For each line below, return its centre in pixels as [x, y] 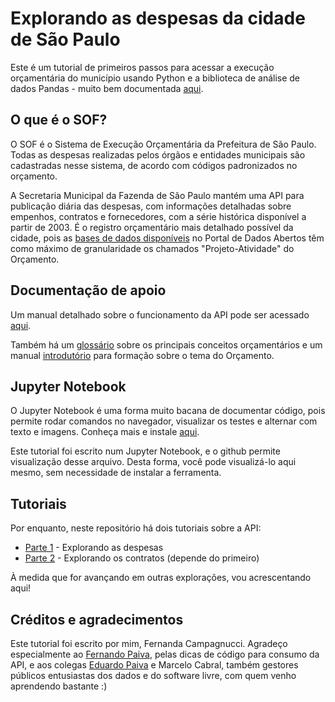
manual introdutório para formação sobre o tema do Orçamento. [142, 355]
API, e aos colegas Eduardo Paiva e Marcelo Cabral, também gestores [154, 665]
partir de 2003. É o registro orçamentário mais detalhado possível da [152, 227]
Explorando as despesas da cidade [158, 18]
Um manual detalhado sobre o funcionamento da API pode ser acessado [160, 314]
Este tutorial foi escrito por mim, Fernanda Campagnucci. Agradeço [149, 643]
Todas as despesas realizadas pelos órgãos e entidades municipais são [158, 154]
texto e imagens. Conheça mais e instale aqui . [105, 432]
